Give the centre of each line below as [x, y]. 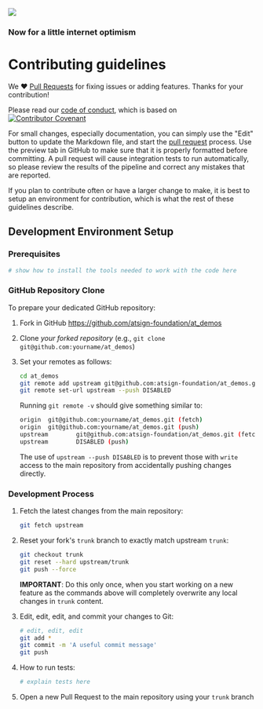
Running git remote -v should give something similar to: [111, 406]
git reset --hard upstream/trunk [74, 562]
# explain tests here [55, 682]
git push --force [48, 569]
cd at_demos [39, 376]
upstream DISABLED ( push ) [74, 442]
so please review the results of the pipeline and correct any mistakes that [127, 166]
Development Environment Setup [91, 232]
